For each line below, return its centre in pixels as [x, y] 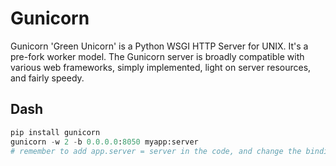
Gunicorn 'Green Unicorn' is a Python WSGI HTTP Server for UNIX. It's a [159, 46]
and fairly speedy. [47, 78]
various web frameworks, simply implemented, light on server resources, [161, 67]
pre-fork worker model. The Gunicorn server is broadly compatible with [157, 56]
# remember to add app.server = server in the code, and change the [156, 151]
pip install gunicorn [55, 132]
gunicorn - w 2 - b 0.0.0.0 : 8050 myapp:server [104, 142]
